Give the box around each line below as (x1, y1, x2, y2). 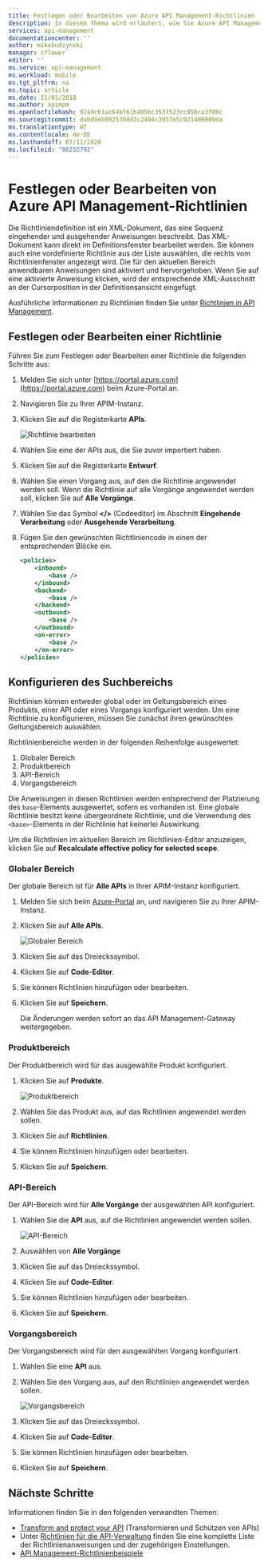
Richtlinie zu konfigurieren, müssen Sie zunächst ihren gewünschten (8, 713, 234, 723)
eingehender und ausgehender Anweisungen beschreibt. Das (8, 232, 211, 241)
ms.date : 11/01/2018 (8, 93, 77, 101)
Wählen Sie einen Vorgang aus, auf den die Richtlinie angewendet (19, 476, 237, 486)
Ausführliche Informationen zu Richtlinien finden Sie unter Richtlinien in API (8, 298, 255, 308)
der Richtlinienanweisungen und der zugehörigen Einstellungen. (19, 1540, 231, 1550)
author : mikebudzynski (8, 42, 84, 50)
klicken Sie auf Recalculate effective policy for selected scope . (8, 844, 219, 853)
